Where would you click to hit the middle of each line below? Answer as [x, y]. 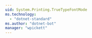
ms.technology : [21, 14]
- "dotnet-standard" [31, 19]
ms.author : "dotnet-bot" [31, 23]
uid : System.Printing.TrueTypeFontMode [46, 10]
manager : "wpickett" [26, 28]
